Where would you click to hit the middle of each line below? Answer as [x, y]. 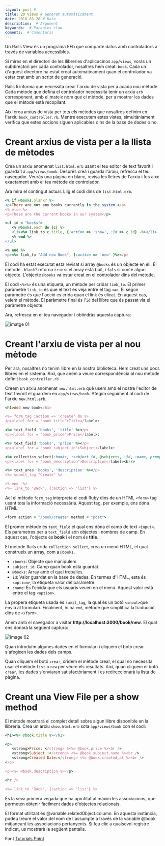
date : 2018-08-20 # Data [30, 19]
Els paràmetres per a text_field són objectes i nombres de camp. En [75, 532]
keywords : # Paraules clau [34, 28]
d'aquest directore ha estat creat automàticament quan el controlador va [79, 72]
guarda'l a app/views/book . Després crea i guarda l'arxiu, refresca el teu [77, 171]
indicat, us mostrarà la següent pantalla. [46, 829]
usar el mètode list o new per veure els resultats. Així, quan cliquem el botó [82, 666]
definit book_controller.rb [32, 378]
